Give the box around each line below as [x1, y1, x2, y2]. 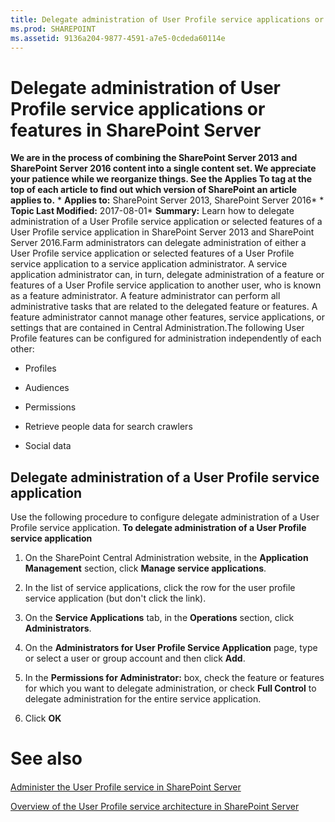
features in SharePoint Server [10, 119, 262, 141]
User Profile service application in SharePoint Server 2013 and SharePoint [10, 226, 315, 238]
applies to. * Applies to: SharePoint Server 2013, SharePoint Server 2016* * [10, 194, 325, 206]
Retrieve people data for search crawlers [24, 421, 193, 433]
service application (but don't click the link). [24, 592, 207, 605]
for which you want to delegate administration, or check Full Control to [24, 682, 317, 695]
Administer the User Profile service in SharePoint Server [10, 781, 242, 793]
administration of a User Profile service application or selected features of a [10, 216, 323, 228]
